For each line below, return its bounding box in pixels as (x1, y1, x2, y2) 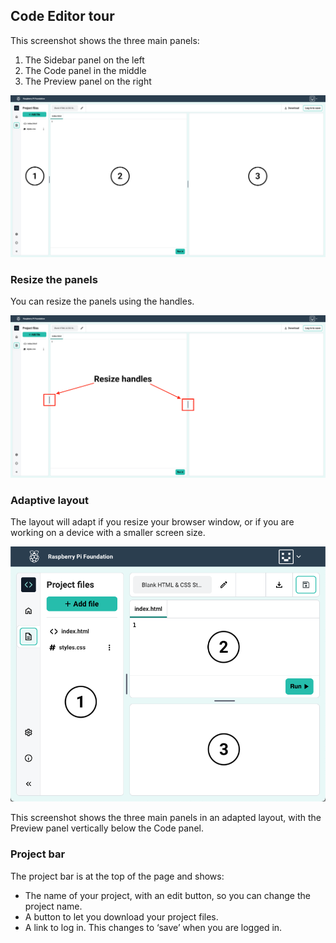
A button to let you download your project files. (24, 910, 219, 923)
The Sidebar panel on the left (24, 54, 145, 66)
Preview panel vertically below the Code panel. (10, 822, 204, 834)
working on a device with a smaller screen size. (10, 527, 206, 539)
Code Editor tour (10, 8, 115, 25)
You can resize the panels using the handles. (10, 295, 195, 308)
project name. (24, 900, 83, 912)
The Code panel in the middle (24, 64, 147, 76)
